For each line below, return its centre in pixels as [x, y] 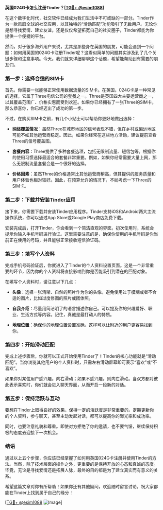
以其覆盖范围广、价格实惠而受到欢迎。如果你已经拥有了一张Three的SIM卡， [81, 102]
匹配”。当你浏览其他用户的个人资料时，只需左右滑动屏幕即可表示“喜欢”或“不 [81, 362]
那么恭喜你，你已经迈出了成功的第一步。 [45, 108]
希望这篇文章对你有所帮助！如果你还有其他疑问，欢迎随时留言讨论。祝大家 [79, 486]
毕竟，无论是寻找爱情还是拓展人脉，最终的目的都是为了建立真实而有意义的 [79, 470]
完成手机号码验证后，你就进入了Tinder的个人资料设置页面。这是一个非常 [77, 265]
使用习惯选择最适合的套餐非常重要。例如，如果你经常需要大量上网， [84, 158]
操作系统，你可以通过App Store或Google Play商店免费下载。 [65, 217]
